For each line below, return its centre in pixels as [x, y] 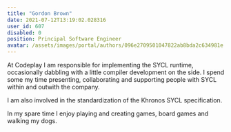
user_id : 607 [26, 26]
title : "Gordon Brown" [40, 13]
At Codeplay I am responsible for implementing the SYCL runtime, [101, 65]
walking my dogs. [32, 121]
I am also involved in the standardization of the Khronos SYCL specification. [115, 100]
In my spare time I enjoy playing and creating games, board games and [108, 113]
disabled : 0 [24, 33]
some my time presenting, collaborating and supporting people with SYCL [112, 79]
